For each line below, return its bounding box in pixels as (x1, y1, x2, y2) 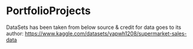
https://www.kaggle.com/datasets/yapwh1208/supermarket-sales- (24, 30, 187, 37)
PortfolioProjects (6, 4, 91, 18)
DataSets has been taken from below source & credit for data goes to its (6, 24, 182, 31)
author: (6, 30, 24, 37)
